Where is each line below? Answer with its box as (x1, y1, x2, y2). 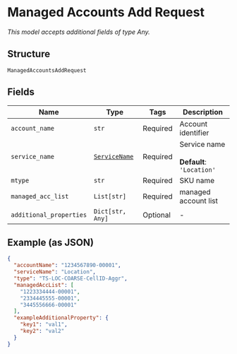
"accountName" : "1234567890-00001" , (13, 262, 121, 269)
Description (183, 107, 224, 117)
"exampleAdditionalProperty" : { (13, 314, 109, 321)
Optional (142, 210, 171, 220)
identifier (179, 128, 209, 138)
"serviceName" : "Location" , (13, 269, 97, 276)
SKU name (179, 175, 215, 185)
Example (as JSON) (7, 236, 94, 248)
